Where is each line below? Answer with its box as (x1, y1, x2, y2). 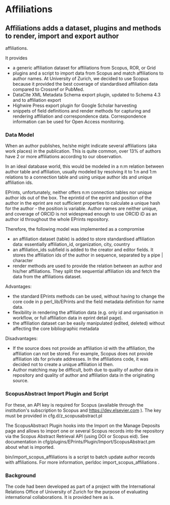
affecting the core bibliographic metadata (12, 326, 99, 332)
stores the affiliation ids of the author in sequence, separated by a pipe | (12, 252, 163, 258)
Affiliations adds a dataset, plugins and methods (5, 24, 161, 32)
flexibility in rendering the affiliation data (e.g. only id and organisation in (12, 309, 163, 315)
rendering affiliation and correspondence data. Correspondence (12, 113, 147, 119)
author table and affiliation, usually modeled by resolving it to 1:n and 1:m (5, 169, 157, 175)
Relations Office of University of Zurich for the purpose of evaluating (5, 488, 148, 495)
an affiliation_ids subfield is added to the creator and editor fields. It (12, 247, 154, 253)
